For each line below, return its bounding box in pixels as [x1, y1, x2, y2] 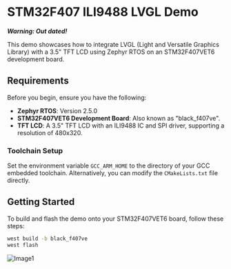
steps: [7, 221, 25, 230]
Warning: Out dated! [7, 27, 68, 35]
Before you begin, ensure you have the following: [7, 93, 147, 101]
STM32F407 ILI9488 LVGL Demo [7, 4, 199, 20]
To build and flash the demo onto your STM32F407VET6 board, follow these [7, 215, 224, 223]
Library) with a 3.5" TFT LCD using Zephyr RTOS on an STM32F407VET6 [7, 48, 215, 56]
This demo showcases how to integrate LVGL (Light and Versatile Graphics [7, 40, 219, 48]
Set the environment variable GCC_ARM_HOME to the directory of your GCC [7, 161, 210, 170]
